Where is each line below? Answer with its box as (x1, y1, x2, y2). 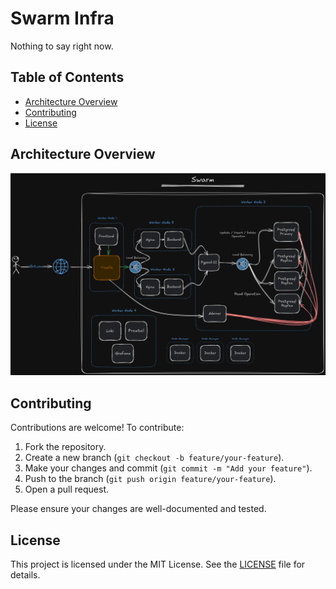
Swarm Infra (10, 7, 115, 30)
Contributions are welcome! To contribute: (10, 422, 185, 434)
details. (10, 569, 41, 581)
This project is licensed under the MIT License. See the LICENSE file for (10, 558, 306, 571)
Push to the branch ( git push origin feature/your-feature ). (24, 473, 277, 485)
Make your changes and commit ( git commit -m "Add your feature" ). (24, 462, 313, 474)
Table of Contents (10, 69, 125, 86)
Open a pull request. (24, 483, 110, 496)
